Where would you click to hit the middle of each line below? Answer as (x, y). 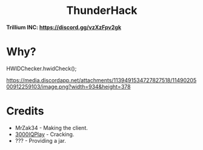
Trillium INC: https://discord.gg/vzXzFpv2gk (64, 27)
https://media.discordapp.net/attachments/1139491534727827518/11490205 (101, 80)
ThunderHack (102, 11)
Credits (25, 111)
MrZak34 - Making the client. (51, 128)
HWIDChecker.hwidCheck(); (42, 68)
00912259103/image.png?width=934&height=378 (68, 86)
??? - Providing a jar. (41, 140)
